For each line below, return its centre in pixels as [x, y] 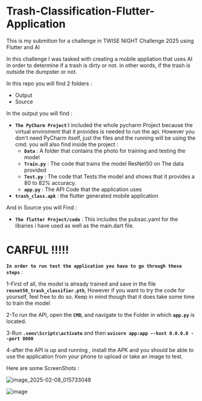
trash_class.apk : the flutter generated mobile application [87, 195]
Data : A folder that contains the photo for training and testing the [105, 151]
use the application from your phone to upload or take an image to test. [95, 356]
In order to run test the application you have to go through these [94, 266]
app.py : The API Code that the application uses [83, 189]
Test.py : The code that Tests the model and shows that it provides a [109, 176]
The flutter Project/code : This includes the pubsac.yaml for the [96, 219]
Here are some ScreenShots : [43, 368]
